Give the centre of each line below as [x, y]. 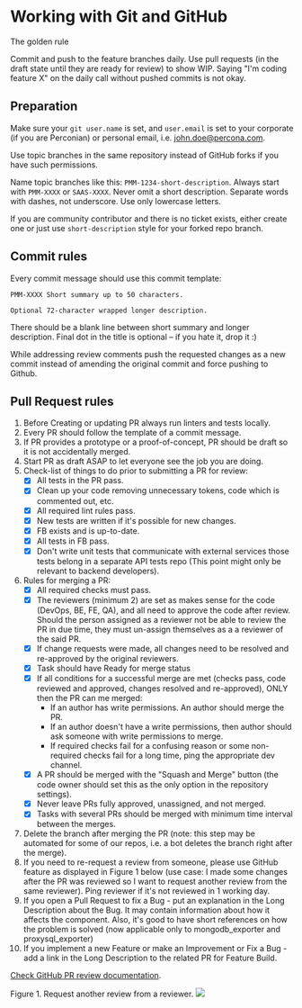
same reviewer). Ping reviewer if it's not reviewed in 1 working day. [147, 891]
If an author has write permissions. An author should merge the [167, 707]
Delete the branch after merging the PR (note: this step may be [139, 833]
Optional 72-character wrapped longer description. [109, 310]
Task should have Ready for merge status [114, 668]
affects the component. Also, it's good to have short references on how [155, 920]
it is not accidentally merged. [77, 452]
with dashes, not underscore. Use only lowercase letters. [115, 201]
